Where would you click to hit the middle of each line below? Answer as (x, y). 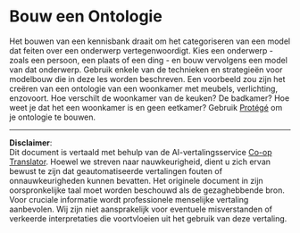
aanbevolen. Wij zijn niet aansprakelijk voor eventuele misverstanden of (141, 209)
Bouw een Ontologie (86, 17)
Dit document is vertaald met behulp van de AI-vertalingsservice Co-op (141, 152)
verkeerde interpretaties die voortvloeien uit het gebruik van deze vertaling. (148, 218)
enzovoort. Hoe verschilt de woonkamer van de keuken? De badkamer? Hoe (150, 98)
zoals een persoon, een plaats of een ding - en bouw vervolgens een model (149, 60)
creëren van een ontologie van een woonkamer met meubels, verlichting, (144, 88)
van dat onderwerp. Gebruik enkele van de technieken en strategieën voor (146, 70)
